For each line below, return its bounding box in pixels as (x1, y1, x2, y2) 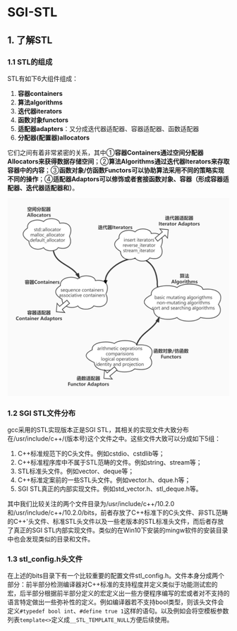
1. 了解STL (7, 34, 53, 46)
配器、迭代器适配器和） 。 (7, 183, 79, 192)
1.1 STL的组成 (7, 57, 53, 67)
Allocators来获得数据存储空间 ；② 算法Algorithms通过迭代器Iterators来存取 (7, 157, 230, 166)
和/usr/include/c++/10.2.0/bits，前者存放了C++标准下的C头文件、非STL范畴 (7, 508, 229, 517)
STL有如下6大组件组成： (7, 74, 79, 82)
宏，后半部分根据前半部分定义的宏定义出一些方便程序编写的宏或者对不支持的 (7, 589, 230, 598)
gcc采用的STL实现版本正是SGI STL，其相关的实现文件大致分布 (7, 426, 189, 434)
